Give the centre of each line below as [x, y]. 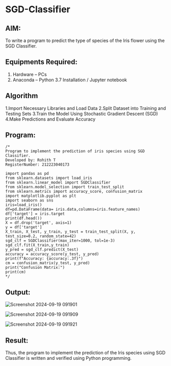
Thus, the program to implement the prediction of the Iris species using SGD [86, 353]
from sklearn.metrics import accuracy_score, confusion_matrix [74, 192]
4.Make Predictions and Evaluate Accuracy [51, 119]
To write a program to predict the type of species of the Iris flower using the [85, 40]
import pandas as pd [27, 174]
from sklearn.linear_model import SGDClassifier [58, 182]
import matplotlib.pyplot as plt [41, 196]
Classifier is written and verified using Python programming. [68, 358]
